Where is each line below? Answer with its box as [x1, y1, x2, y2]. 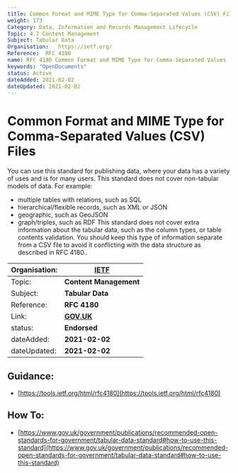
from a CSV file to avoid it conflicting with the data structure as [17, 241, 202, 249]
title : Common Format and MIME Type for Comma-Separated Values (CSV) [7, 10, 220, 18]
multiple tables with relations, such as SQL [17, 195, 142, 204]
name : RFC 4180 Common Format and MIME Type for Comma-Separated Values [7, 57, 227, 64]
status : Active [7, 69, 52, 76]
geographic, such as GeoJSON [17, 210, 108, 220]
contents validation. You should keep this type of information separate [17, 233, 223, 241]
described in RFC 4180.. [17, 249, 88, 257]
